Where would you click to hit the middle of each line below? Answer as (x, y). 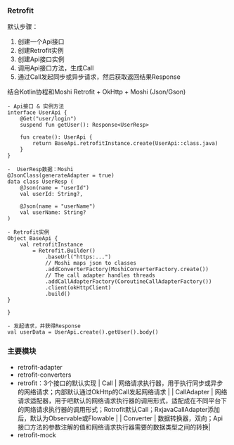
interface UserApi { (38, 113)
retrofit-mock (37, 434)
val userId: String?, (51, 194)
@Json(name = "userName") (58, 206)
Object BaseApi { (33, 239)
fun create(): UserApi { (56, 137)
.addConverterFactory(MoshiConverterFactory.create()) (127, 270)
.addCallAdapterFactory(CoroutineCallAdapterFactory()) (128, 282)
